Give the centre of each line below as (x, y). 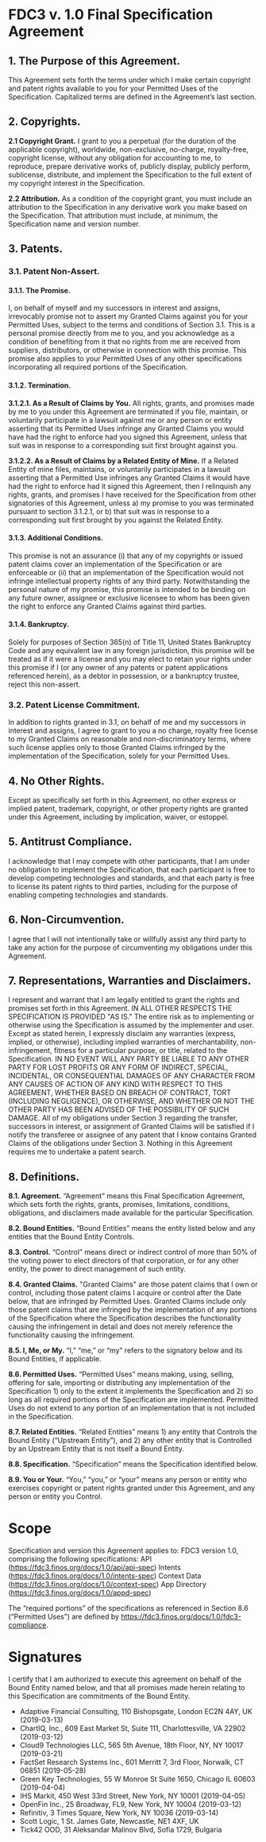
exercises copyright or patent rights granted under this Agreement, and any (132, 1488)
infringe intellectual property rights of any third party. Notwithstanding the (129, 581)
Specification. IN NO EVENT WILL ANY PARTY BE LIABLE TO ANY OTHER (129, 1059)
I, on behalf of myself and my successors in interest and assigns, (114, 308)
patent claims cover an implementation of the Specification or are (115, 564)
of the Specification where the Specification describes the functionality (125, 1318)
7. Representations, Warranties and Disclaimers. (130, 981)
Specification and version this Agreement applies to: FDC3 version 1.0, (123, 1550)
